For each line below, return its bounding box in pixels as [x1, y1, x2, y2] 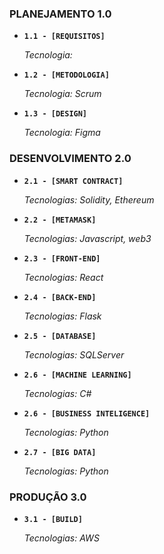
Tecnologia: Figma [23, 127, 101, 139]
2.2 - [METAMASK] [23, 215, 97, 225]
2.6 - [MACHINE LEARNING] [23, 370, 132, 380]
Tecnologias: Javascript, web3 [23, 232, 152, 244]
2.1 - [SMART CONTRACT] [23, 176, 124, 186]
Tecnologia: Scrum [23, 88, 102, 100]
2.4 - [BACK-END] [23, 292, 97, 302]
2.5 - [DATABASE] [23, 331, 97, 341]
